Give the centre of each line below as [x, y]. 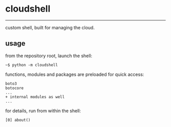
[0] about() [18, 120]
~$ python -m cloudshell [32, 65]
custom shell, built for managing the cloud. [50, 27]
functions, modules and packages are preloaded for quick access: [75, 74]
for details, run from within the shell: [43, 111]
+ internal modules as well [35, 97]
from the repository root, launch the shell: [49, 56]
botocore [15, 88]
